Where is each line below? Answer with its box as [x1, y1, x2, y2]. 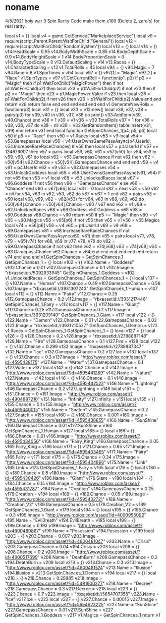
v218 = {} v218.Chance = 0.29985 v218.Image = [5, 575, 103, 581]
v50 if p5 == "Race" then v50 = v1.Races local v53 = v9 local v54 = [5, 133, 143, 139]
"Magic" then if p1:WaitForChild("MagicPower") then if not [5, 80, 124, 86]
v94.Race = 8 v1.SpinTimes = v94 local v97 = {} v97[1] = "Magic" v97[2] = [5, 69, 157, 75]
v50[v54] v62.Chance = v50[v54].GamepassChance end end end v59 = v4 [5, 159, 159, 165]
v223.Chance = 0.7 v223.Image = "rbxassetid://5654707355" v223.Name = [5, 591, 160, 597]
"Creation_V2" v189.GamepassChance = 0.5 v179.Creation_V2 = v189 [5, 501, 146, 507]
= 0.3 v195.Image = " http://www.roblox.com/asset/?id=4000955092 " [5, 512, 147, 518]
